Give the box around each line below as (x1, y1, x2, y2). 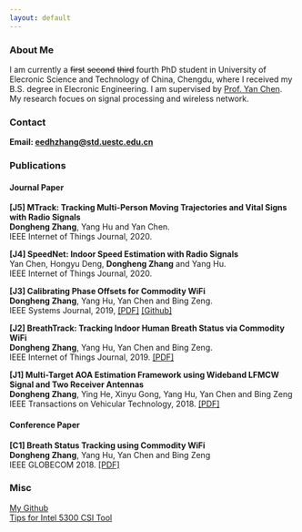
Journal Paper (9, 181, 65, 192)
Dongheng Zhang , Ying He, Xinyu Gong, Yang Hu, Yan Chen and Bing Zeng (9, 389, 293, 400)
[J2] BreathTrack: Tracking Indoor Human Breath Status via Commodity (9, 322, 285, 333)
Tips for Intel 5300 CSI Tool (9, 512, 113, 523)
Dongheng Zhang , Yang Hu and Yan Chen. (9, 221, 170, 232)
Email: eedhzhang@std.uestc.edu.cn (9, 137, 154, 148)
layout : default (9, 13, 71, 23)
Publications (9, 159, 66, 172)
